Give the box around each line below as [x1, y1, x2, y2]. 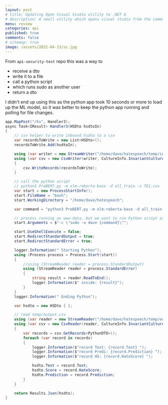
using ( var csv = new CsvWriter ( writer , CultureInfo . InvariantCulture [14, 156, 164, 161]
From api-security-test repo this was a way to [5, 58, 103, 64]
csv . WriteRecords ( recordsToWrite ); [23, 165, 97, 170]
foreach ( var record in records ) [23, 335, 93, 340]
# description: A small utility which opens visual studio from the [5, 16, 151, 21]
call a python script [12, 78, 52, 84]
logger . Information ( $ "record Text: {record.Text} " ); [31, 344, 146, 350]
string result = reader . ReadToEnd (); [31, 275, 111, 280]
